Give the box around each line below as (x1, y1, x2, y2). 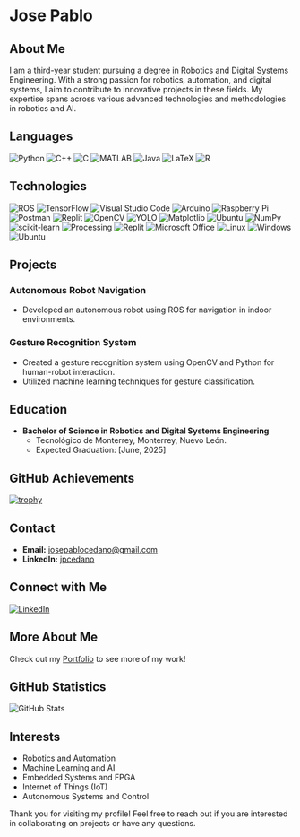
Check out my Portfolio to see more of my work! (9, 653, 186, 664)
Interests (9, 728, 61, 745)
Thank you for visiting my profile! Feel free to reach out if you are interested (9, 808, 288, 819)
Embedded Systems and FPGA (21, 772, 136, 783)
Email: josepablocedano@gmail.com (21, 545, 159, 555)
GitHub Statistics (9, 679, 107, 695)
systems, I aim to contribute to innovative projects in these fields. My (9, 84, 263, 94)
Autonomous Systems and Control (21, 791, 150, 802)
